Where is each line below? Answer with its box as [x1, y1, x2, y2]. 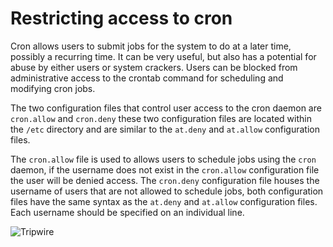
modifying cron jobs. [10, 82, 96, 94]
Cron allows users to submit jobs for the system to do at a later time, [10, 40, 292, 52]
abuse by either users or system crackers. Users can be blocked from [10, 61, 298, 73]
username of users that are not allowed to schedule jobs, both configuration [10, 185, 324, 197]
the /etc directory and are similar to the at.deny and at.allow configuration [10, 123, 320, 135]
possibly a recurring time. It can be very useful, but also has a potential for [10, 50, 317, 62]
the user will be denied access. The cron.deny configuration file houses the [10, 174, 320, 186]
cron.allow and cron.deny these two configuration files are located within [10, 112, 312, 124]
